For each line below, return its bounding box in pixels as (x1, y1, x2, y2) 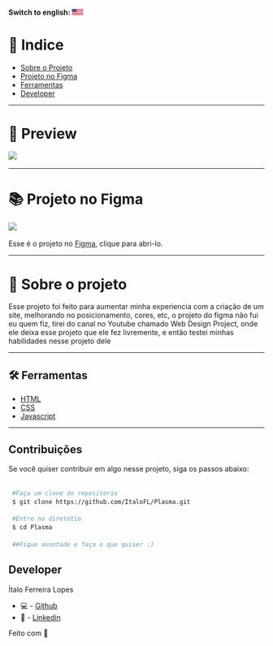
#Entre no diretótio (11, 515, 82, 523)
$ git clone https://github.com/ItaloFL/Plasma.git (11, 497, 191, 506)
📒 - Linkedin (19, 612, 61, 622)
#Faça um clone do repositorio (11, 489, 118, 497)
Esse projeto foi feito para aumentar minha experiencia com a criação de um (8, 302, 264, 312)
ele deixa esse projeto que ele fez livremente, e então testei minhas (8, 328, 234, 338)
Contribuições (8, 442, 83, 456)
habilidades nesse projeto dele (8, 336, 111, 346)
